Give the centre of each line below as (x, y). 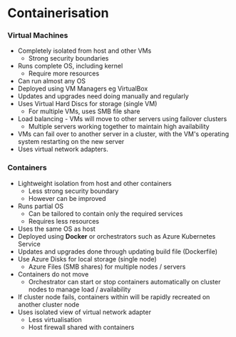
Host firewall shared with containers (81, 327)
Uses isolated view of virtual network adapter (84, 312)
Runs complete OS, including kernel (70, 66)
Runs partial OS (41, 206)
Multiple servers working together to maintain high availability (119, 127)
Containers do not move (53, 274)
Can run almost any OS (52, 81)
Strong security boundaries (68, 58)
